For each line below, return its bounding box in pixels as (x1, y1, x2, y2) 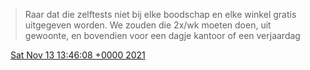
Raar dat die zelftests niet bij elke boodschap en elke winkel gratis (24, 9, 297, 20)
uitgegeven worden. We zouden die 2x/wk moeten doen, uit (24, 19, 272, 31)
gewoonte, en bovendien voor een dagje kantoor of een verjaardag (24, 30, 301, 41)
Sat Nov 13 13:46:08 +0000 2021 (9, 49, 146, 61)
